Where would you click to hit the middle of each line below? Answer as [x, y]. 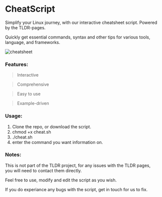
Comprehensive [33, 84]
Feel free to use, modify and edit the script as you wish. [61, 180]
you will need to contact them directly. [43, 170]
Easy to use [29, 94]
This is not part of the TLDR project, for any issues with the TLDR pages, [78, 165]
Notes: [13, 155]
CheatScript [30, 9]
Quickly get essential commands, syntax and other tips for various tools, [78, 37]
